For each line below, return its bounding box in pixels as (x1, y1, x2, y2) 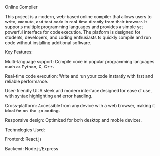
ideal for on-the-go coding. (5, 108, 60, 113)
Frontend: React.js (5, 136, 42, 142)
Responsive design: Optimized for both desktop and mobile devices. (5, 117, 142, 123)
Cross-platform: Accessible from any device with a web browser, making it (5, 103, 155, 108)
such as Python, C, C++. (5, 64, 55, 69)
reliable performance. (5, 78, 49, 84)
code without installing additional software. (5, 40, 92, 45)
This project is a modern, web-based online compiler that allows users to (5, 14, 152, 19)
